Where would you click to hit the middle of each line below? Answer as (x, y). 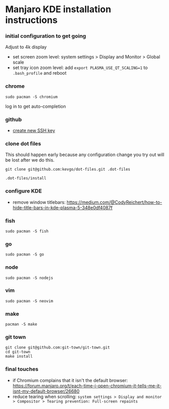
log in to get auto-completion (36, 106)
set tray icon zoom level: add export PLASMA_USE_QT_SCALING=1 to (80, 68)
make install (19, 357)
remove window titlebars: (39, 202)
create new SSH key (34, 131)
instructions (31, 20)
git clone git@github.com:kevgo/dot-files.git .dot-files (68, 169)
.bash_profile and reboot (40, 73)
